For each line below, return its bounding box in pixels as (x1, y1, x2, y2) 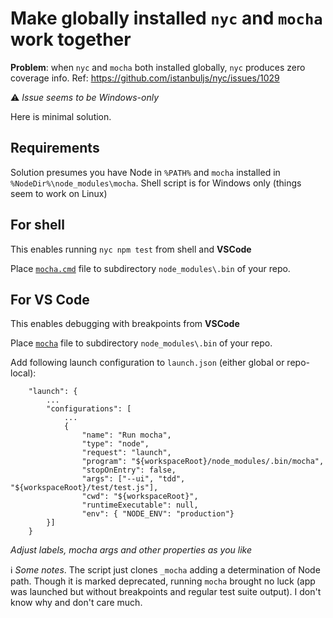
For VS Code (10, 291, 90, 308)
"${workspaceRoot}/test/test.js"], (10, 483, 159, 493)
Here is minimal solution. (10, 110, 112, 122)
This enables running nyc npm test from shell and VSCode (10, 243, 252, 255)
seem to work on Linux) (10, 187, 108, 199)
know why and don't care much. (10, 597, 143, 609)
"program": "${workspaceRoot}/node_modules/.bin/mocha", (81, 457, 325, 467)
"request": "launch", (81, 448, 172, 458)
